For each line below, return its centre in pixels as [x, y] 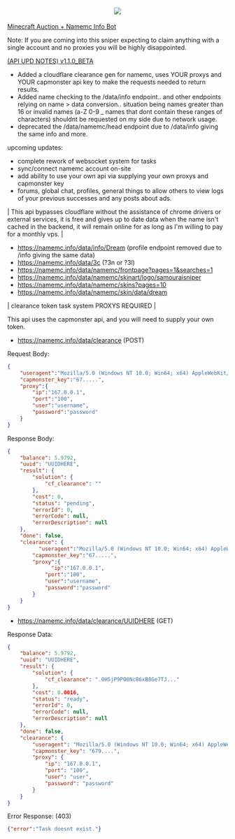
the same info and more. [52, 134]
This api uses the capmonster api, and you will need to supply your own [111, 319]
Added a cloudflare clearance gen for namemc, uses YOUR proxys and [119, 74]
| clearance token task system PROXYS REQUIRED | [81, 306]
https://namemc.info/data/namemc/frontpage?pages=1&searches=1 [115, 270]
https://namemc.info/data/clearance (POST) [81, 340]
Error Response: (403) [40, 816]
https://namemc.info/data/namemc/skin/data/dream [92, 292]
